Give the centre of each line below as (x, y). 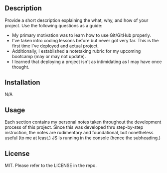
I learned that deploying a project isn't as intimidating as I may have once (87, 62)
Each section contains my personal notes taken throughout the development (83, 122)
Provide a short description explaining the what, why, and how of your (77, 20)
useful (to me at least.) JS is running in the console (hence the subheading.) (83, 138)
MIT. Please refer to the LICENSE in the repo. (51, 166)
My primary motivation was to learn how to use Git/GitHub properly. (82, 35)
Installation (22, 83)
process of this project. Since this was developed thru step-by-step (74, 127)
